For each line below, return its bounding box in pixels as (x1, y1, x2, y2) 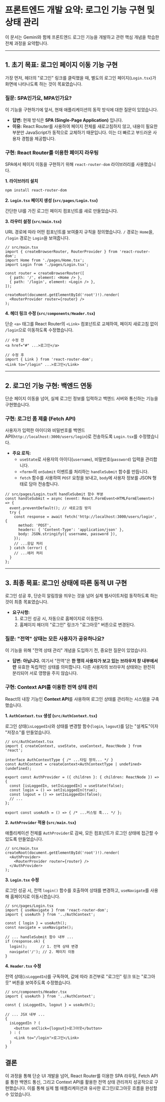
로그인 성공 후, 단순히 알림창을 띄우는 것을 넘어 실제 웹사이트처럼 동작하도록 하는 (5, 593, 159, 599)
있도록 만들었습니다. (5, 836, 43, 842)
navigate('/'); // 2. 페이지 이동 (9, 949, 75, 954)
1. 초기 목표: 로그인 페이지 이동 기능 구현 (5, 61, 118, 69)
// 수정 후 (5, 353, 25, 358)
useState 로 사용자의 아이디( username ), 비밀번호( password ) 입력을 (19, 456, 144, 462)
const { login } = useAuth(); (5, 920, 67, 926)
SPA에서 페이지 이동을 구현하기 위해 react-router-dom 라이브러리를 (5, 161, 135, 167)
